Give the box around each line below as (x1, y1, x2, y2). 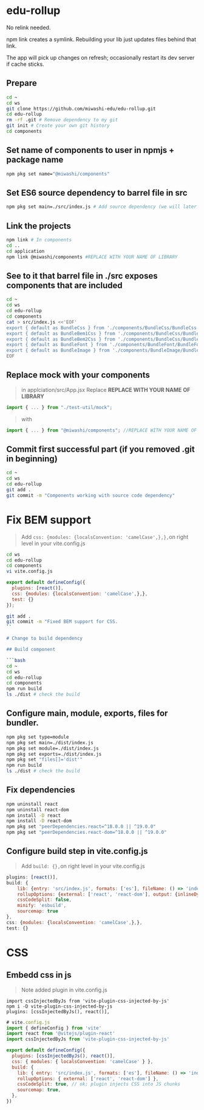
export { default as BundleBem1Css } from (6, 330, 115, 336)
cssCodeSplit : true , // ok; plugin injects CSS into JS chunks (17, 1081, 181, 1087)
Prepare (6, 78, 38, 88)
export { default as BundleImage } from (6, 347, 110, 354)
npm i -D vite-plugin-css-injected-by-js (6, 1003, 113, 1009)
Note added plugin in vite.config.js (21, 986, 107, 994)
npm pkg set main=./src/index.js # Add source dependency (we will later (6, 204, 197, 210)
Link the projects (6, 221, 72, 231)
